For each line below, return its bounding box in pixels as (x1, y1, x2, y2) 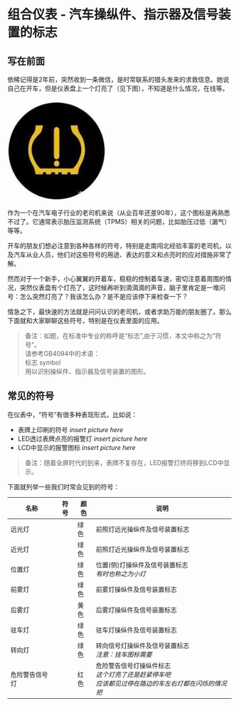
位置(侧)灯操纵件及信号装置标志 (95, 561, 188, 569)
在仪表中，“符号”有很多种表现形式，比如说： (7, 410, 138, 419)
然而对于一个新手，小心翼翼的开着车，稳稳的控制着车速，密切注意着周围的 (7, 275, 225, 282)
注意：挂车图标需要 (95, 650, 152, 659)
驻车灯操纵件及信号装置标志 (95, 625, 177, 634)
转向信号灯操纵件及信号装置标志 (95, 641, 190, 650)
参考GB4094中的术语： (31, 349, 100, 357)
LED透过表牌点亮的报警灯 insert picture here (17, 434, 148, 443)
